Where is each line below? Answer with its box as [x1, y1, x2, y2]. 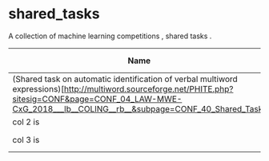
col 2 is [12, 116, 40, 128]
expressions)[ [12, 83, 65, 94]
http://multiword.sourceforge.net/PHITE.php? [63, 83, 234, 94]
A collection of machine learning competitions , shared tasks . [8, 31, 212, 41]
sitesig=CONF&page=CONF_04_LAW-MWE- [12, 93, 183, 104]
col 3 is [12, 134, 40, 145]
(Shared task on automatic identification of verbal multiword [12, 73, 238, 84]
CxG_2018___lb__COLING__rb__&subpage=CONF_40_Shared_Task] [12, 103, 267, 114]
